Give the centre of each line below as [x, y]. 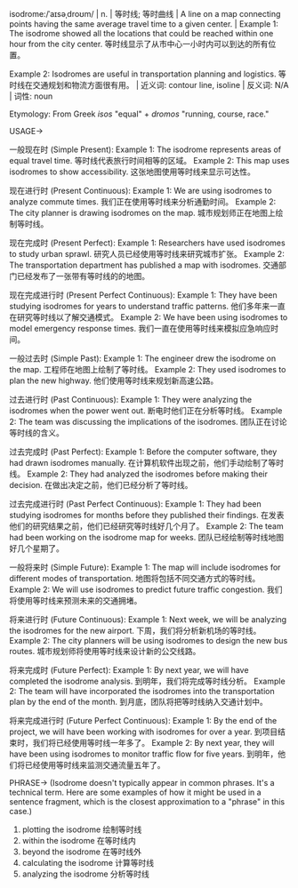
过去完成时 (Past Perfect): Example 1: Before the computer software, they [143, 452]
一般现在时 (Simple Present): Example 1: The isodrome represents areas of [145, 149]
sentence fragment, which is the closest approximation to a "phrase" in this [147, 802]
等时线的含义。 [36, 433]
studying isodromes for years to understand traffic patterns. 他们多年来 [140, 306]
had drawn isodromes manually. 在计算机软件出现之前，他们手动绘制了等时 [147, 463]
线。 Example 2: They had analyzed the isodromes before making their [139, 474]
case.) [21, 811]
